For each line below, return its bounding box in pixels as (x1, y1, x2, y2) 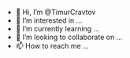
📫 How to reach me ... (15, 42, 89, 50)
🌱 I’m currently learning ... (15, 24, 100, 33)
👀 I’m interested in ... (15, 16, 83, 25)
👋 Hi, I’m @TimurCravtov (15, 8, 96, 16)
